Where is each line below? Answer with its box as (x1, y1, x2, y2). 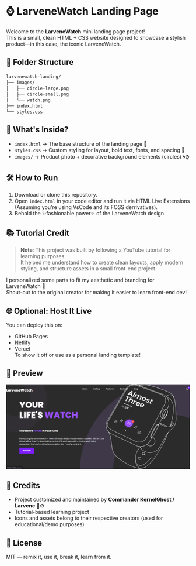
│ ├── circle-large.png (6, 85, 69, 91)
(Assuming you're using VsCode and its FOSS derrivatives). (14, 204, 157, 211)
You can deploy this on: (6, 321, 63, 328)
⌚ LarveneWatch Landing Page (6, 5, 159, 18)
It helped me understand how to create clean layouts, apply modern (20, 259, 184, 266)
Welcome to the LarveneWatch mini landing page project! (6, 28, 145, 35)
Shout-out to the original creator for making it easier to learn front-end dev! (6, 289, 187, 296)
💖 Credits (6, 481, 41, 490)
